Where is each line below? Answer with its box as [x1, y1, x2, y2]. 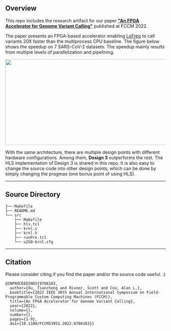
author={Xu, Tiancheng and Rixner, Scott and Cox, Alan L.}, [10, 286, 142, 291]
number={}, [10, 312, 33, 317]
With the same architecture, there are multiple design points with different [5, 149, 160, 155]
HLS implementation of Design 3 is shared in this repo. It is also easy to [5, 160, 155, 166]
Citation [5, 258, 32, 266]
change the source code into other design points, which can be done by [5, 165, 156, 171]
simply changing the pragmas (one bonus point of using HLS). [5, 170, 136, 177]
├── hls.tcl [14, 221, 40, 227]
